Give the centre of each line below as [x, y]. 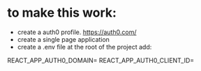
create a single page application [64, 39]
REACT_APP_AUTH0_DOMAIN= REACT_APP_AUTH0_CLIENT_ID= [101, 60]
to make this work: [62, 13]
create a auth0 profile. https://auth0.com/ [77, 32]
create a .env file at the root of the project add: [84, 47]
